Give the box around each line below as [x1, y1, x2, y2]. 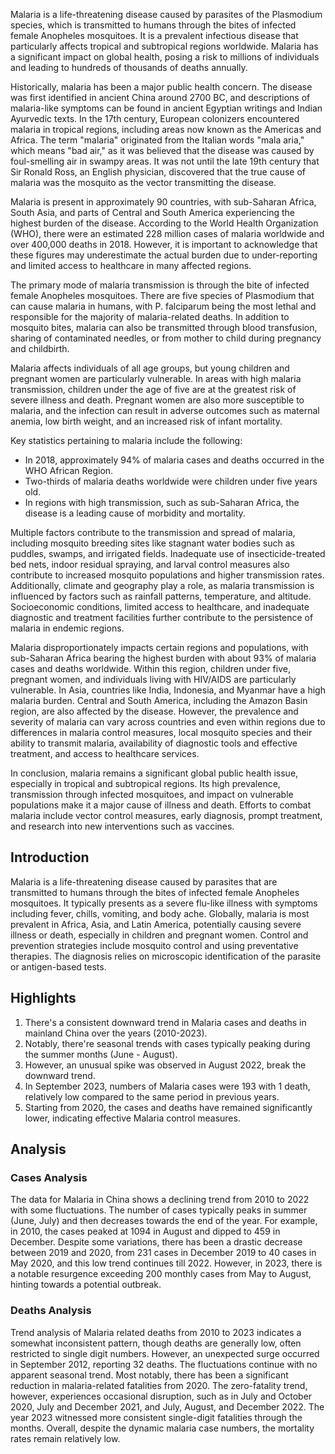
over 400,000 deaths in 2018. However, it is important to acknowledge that [10, 239, 318, 250]
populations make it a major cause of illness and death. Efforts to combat [10, 799, 312, 811]
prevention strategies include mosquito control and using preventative [10, 939, 299, 951]
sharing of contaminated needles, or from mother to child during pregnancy [10, 332, 322, 344]
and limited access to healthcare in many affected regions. [10, 260, 252, 271]
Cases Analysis [10, 1170, 88, 1184]
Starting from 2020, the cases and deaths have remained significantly [24, 1101, 313, 1113]
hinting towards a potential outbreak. [10, 1279, 162, 1291]
